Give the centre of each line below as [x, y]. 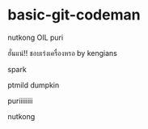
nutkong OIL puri [36, 37]
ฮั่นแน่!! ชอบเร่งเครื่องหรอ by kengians [63, 53]
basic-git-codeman [74, 15]
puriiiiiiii [20, 101]
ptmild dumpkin [34, 85]
